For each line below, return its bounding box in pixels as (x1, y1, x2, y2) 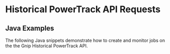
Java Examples (5, 24, 54, 33)
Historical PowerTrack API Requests (5, 4, 161, 15)
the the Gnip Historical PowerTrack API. (5, 43, 88, 49)
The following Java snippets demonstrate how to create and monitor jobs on (5, 37, 165, 43)
